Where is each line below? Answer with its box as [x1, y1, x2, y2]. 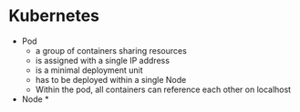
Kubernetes [8, 5, 100, 26]
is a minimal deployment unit [35, 65, 143, 76]
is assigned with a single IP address [35, 55, 171, 66]
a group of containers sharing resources [35, 45, 188, 56]
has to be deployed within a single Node [35, 74, 187, 85]
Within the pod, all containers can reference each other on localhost [35, 84, 292, 95]
